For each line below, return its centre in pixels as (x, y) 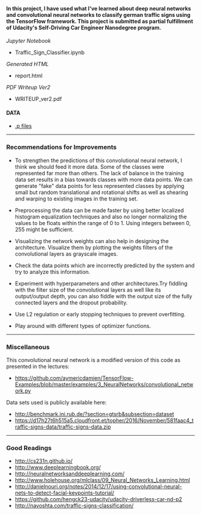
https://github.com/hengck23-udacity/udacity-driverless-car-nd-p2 (98, 499)
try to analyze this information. (53, 272)
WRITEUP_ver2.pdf (38, 99)
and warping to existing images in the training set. (76, 199)
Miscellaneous (28, 347)
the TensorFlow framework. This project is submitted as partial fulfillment (100, 21)
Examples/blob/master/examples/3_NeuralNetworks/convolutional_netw (104, 384)
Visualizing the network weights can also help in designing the (92, 241)
